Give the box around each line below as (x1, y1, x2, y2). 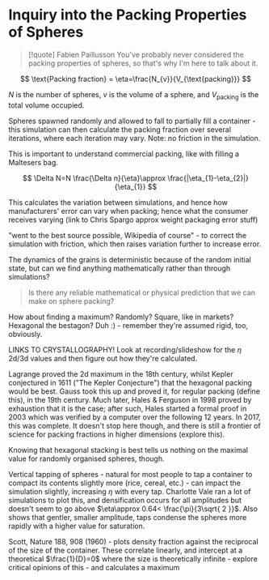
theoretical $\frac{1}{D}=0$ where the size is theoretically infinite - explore (8, 553, 258, 564)
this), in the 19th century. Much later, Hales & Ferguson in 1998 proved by (8, 394, 252, 404)
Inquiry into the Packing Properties (8, 6, 247, 24)
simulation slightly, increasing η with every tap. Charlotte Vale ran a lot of (8, 486, 251, 496)
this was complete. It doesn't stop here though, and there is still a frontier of (8, 420, 261, 430)
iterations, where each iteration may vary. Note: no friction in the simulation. (8, 133, 261, 143)
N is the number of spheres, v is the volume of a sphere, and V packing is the (8, 89, 259, 101)
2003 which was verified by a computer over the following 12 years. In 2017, (8, 412, 261, 422)
